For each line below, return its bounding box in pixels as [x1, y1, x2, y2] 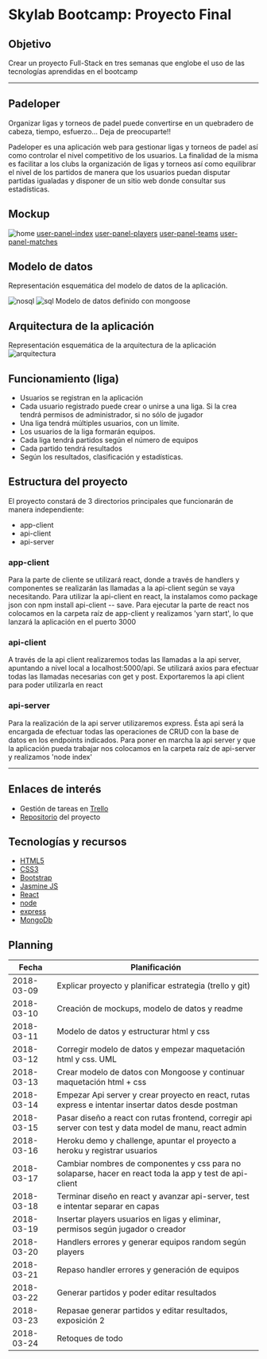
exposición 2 [56, 1315, 105, 1326]
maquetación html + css [56, 1077, 147, 1088]
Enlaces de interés [8, 783, 102, 796]
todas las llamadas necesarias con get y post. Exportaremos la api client [8, 672, 245, 681]
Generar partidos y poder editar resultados [56, 1287, 217, 1299]
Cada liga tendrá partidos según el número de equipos [19, 436, 199, 445]
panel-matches [8, 237, 58, 246]
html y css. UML [56, 1054, 117, 1065]
